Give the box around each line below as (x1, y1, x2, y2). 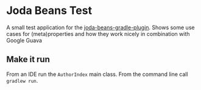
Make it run (6, 54, 51, 64)
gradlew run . (6, 77, 38, 84)
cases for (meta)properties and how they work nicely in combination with (6, 30, 190, 37)
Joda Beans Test (6, 4, 93, 18)
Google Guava (6, 36, 43, 44)
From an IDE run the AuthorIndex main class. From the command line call (6, 71, 188, 78)
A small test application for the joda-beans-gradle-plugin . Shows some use (6, 24, 195, 31)
